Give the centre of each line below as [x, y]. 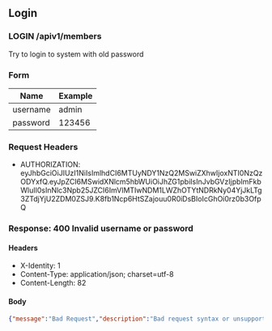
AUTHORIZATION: [50, 164]
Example [76, 95]
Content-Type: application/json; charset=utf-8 [97, 274]
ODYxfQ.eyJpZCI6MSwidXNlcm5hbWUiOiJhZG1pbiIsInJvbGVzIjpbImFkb [140, 182]
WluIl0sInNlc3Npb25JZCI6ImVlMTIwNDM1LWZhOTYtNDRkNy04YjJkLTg [141, 190]
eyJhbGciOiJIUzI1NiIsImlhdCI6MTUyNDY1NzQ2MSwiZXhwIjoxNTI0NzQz [141, 173]
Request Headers [43, 146]
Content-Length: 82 [53, 283]
